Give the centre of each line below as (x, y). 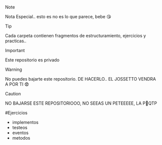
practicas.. (16, 41)
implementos (25, 122)
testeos (20, 128)
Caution (13, 94)
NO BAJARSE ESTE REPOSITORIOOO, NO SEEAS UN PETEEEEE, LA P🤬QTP (81, 103)
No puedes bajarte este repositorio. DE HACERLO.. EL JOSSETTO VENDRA (81, 79)
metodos (21, 138)
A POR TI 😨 (17, 84)
